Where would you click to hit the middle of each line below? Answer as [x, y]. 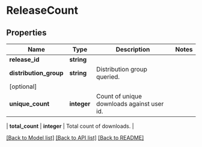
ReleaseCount [42, 10]
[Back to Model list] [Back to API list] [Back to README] [75, 138]
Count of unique [119, 96]
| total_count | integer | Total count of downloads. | [70, 126]
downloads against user [130, 104]
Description [133, 49]
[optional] [23, 86]
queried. [108, 77]
